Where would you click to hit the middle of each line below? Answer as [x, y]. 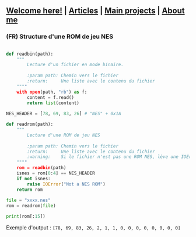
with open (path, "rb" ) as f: [52, 92]
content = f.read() [51, 97]
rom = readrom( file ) [31, 206]
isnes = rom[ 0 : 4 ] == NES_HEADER [56, 173]
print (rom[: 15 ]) [26, 217]
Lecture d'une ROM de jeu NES [64, 135]
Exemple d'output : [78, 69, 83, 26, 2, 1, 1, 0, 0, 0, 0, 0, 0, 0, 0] [93, 228]
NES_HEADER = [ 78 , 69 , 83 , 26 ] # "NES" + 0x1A [64, 114]
